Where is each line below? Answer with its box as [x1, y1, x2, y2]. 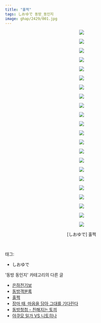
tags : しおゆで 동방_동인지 [5, 12, 54, 17]
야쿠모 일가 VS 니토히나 [12, 313, 57, 319]
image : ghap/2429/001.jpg [5, 16, 57, 21]
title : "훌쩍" [5, 7, 32, 12]
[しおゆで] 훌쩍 [67, 231, 96, 237]
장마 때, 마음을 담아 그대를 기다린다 [12, 301, 79, 306]
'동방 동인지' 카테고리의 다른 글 [5, 272, 64, 278]
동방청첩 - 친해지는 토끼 [12, 307, 57, 313]
